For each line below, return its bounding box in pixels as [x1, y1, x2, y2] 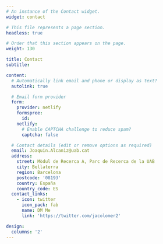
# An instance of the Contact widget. [6, 8, 100, 15]
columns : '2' [11, 229, 43, 235]
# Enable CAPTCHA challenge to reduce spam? [21, 126, 132, 132]
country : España [16, 180, 56, 186]
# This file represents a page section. [6, 25, 106, 30]
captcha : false [21, 132, 59, 138]
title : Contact [6, 57, 43, 62]
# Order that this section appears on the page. [6, 40, 126, 47]
